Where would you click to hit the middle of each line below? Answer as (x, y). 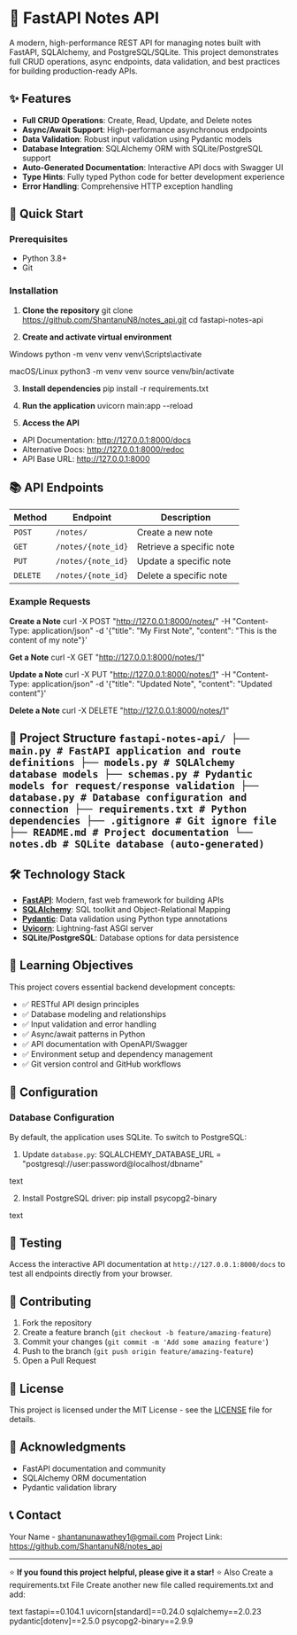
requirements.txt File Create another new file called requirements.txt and (141, 1584)
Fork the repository (57, 1323)
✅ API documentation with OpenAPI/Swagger (105, 1044)
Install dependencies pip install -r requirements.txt (115, 388)
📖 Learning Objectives (72, 966)
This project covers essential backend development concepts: (122, 987)
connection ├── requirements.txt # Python (128, 809)
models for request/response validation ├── (134, 786)
